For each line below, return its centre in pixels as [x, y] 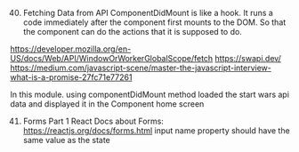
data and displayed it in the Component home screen [107, 104]
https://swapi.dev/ [248, 58]
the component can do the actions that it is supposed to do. [133, 32]
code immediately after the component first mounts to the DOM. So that [154, 22]
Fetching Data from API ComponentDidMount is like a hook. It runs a [148, 13]
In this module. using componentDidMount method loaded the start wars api [150, 94]
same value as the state [66, 140]
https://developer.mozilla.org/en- [71, 49]
